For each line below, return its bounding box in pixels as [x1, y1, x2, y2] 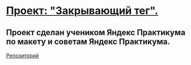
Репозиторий [6, 52, 39, 59]
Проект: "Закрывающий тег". [6, 4, 159, 18]
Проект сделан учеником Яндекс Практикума [6, 28, 186, 37]
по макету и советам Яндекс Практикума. [6, 36, 170, 46]
